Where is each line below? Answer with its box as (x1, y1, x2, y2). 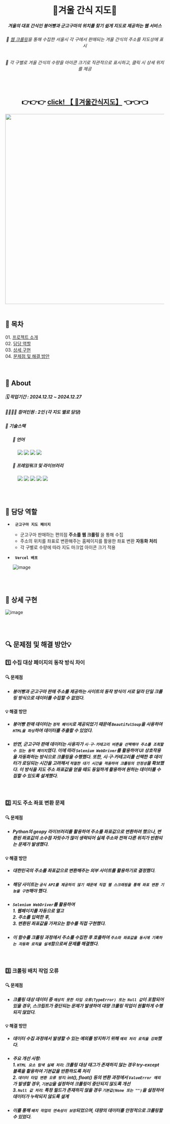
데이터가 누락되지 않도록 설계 (12, 1094, 69, 1100)
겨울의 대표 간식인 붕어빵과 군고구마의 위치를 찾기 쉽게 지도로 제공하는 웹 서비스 (8, 22, 162, 28)
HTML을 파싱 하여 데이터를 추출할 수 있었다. (12, 727, 93, 733)
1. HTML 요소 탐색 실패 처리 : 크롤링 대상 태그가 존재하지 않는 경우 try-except (12, 1062, 159, 1068)
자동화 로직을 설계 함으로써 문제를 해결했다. (18, 940, 99, 947)
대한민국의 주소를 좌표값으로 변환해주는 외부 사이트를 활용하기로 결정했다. (12, 867, 156, 874)
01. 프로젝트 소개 (5, 334, 38, 340)
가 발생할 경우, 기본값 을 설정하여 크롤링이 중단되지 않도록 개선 (12, 1081, 131, 1087)
